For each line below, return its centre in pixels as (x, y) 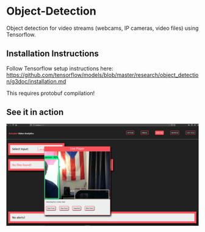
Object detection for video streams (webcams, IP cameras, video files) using (103, 28)
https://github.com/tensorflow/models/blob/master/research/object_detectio (103, 75)
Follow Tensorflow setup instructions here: (60, 68)
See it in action (35, 112)
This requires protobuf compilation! (51, 93)
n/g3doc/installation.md (36, 81)
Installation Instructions (53, 54)
